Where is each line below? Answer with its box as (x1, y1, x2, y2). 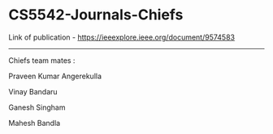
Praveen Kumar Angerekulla (8, 71, 102, 81)
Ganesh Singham (8, 103, 66, 112)
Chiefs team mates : (8, 55, 76, 65)
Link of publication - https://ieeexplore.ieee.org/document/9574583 (8, 32, 236, 42)
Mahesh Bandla (8, 118, 61, 128)
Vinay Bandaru (8, 86, 58, 96)
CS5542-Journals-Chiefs (8, 6, 184, 24)
